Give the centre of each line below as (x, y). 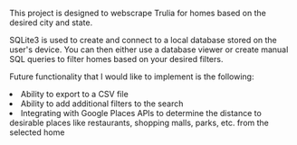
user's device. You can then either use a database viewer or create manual (149, 50)
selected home (37, 132)
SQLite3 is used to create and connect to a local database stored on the (144, 40)
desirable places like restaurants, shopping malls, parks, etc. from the (139, 122)
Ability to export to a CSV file (75, 94)
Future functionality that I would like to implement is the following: (132, 77)
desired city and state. (51, 23)
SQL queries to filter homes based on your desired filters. (116, 59)
